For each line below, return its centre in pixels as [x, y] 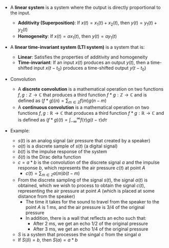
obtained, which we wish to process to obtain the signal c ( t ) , [81, 185]
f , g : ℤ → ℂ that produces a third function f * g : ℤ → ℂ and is [82, 95]
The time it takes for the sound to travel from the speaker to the [92, 202]
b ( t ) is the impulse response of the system [62, 152]
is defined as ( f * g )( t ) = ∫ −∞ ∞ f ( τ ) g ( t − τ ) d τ [62, 120]
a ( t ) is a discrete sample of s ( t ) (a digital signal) [68, 146]
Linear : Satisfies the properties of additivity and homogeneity [83, 57]
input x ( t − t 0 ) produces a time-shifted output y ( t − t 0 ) [90, 69]
